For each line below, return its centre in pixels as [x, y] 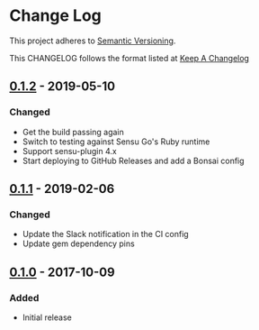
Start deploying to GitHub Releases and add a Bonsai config [133, 160]
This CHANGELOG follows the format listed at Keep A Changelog [129, 58]
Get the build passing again [73, 132]
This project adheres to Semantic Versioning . [93, 41]
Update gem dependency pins [78, 243]
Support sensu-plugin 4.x [69, 151]
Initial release [47, 317]
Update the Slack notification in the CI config [105, 234]
